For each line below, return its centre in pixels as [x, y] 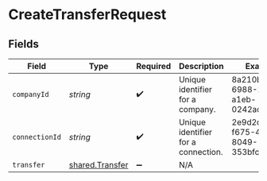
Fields [24, 44]
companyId [31, 94]
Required [154, 66]
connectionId [37, 137]
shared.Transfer [99, 165]
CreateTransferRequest [87, 15]
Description [201, 66]
